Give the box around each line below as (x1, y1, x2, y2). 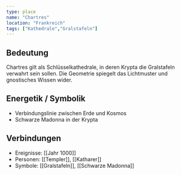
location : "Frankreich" (6, 20, 66, 26)
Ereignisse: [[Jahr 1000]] (14, 149, 76, 156)
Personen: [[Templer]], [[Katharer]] (14, 155, 102, 162)
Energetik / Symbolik (6, 93, 86, 104)
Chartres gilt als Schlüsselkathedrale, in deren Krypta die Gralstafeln (6, 64, 175, 71)
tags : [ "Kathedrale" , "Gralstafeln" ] (6, 25, 98, 32)
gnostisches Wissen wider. (6, 76, 73, 84)
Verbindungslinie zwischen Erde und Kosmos (14, 109, 127, 117)
